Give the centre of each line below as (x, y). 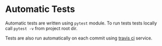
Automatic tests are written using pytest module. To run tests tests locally (81, 23)
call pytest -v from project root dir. (41, 28)
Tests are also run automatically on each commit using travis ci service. (79, 38)
